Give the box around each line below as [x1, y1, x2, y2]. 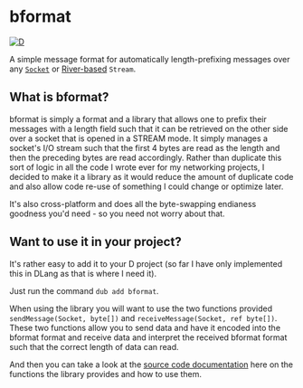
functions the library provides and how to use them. [9, 368, 202, 379]
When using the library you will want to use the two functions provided [9, 303, 273, 314]
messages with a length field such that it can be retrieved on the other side [9, 123, 289, 134]
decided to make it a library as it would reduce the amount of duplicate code [9, 171, 294, 182]
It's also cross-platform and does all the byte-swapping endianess [9, 198, 257, 209]
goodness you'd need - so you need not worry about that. [9, 208, 225, 219]
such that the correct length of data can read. [9, 341, 179, 352]
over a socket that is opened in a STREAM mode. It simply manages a [9, 133, 269, 144]
